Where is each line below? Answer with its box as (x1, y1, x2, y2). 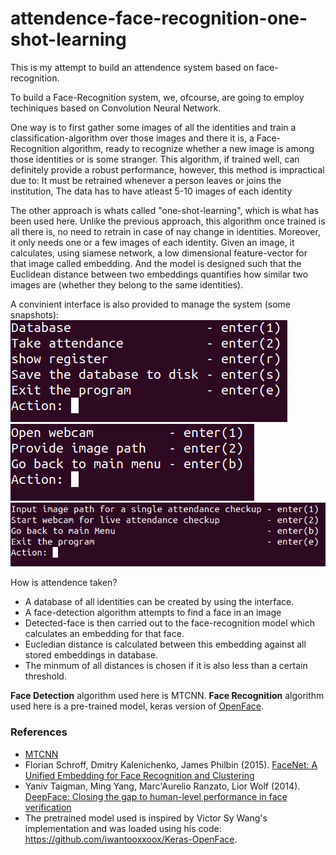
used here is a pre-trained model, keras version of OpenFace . (10, 700, 265, 712)
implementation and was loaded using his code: (24, 822, 222, 834)
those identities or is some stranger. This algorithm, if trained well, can (10, 153, 300, 165)
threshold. (24, 670, 67, 682)
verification (24, 801, 72, 813)
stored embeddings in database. (24, 649, 159, 661)
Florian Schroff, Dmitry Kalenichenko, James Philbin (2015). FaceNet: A (24, 758, 318, 771)
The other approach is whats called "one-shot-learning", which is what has (10, 204, 320, 216)
